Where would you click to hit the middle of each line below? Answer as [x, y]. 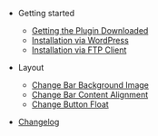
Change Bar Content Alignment [90, 95]
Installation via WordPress [80, 40]
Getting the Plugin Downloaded [90, 30]
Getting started [46, 13]
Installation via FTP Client [79, 50]
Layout [31, 68]
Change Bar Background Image [90, 85]
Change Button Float [70, 104]
